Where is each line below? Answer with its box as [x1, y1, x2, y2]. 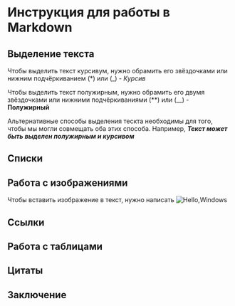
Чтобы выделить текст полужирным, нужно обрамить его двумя [7, 88, 205, 96]
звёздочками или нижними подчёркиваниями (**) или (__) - [7, 95, 189, 104]
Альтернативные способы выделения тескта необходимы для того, [7, 117, 214, 125]
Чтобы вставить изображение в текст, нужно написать [7, 196, 174, 204]
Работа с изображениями [7, 176, 128, 189]
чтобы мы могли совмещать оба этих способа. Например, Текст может [7, 125, 228, 132]
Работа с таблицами [7, 240, 103, 253]
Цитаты [7, 265, 43, 277]
